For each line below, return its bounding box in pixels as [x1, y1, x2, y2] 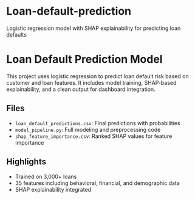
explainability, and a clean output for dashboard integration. [6, 85, 156, 93]
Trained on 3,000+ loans [15, 173, 77, 180]
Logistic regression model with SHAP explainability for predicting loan [6, 24, 181, 32]
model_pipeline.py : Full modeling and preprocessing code [15, 126, 161, 133]
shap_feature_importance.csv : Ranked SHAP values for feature [15, 132, 173, 140]
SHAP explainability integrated [15, 186, 92, 193]
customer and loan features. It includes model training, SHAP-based [6, 79, 177, 86]
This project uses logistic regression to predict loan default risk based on [6, 72, 190, 80]
